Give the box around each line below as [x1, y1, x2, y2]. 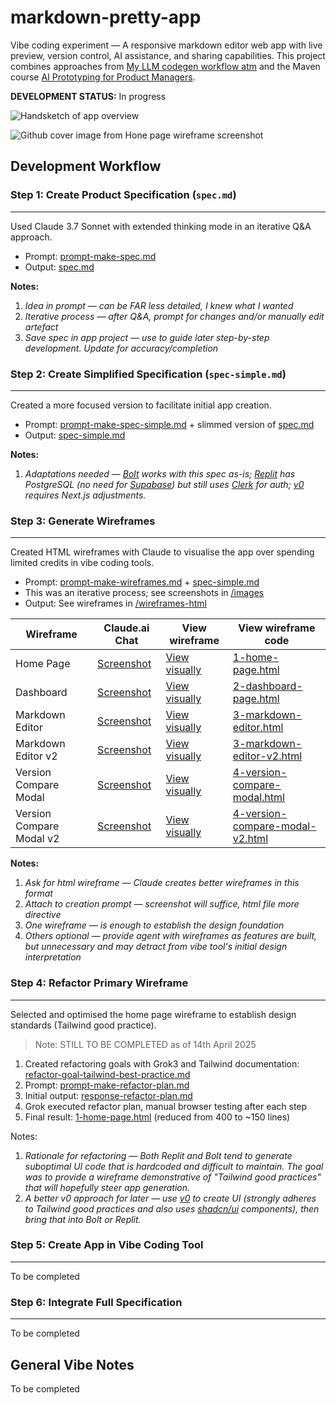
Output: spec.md [24, 261, 95, 273]
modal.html [232, 791, 285, 805]
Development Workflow [10, 158, 162, 175]
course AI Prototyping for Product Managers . [10, 71, 196, 83]
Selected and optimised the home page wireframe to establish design [10, 1008, 297, 1020]
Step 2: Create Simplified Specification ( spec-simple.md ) [10, 367, 287, 381]
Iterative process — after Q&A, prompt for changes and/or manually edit [24, 310, 325, 322]
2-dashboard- [232, 679, 303, 693]
